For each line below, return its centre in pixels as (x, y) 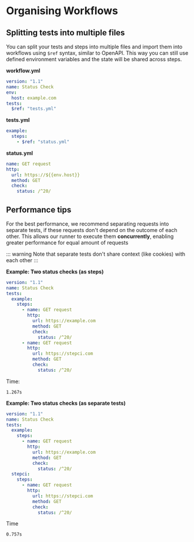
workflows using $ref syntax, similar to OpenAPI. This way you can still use (97, 53)
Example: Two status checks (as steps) (55, 272)
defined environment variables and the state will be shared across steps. (94, 59)
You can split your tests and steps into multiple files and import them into (94, 47)
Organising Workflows (62, 11)
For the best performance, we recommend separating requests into (88, 224)
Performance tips (39, 209)
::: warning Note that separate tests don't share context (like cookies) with (96, 254)
